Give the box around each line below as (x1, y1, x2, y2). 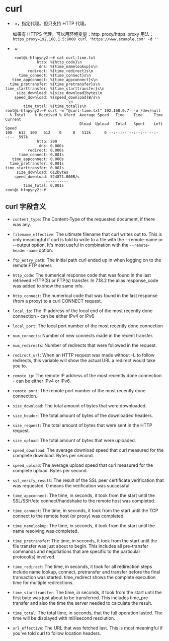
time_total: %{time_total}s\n (23, 104, 87, 109)
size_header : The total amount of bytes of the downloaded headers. (12, 412, 153, 418)
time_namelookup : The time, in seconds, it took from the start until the (12, 522, 155, 529)
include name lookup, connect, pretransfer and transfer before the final (12, 568, 160, 575)
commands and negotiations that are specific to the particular (12, 548, 141, 554)
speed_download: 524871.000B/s (14, 174, 80, 179)
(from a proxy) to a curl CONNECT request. (12, 298, 102, 304)
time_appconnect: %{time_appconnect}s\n (12, 77, 98, 82)
